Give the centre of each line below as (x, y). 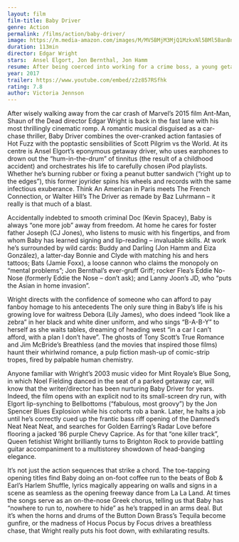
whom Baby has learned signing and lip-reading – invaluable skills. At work (117, 240)
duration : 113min (33, 47)
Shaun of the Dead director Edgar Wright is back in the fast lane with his (113, 121)
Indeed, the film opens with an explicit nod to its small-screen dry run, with (117, 396)
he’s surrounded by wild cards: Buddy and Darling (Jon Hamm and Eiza (112, 248)
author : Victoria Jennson (46, 93)
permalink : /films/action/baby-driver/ (67, 34)
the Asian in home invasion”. (49, 286)
